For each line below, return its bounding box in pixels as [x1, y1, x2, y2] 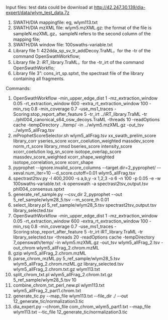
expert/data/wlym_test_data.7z [6, 10, 70, 16]
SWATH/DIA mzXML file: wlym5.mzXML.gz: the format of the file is [13, 25, 152, 31]
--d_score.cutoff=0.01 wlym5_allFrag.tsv [51, 170, 136, 176]
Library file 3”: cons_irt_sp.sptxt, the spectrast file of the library [13, 70, 144, 76]
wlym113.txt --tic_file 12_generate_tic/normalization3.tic [13, 309, 128, 315]
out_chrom [13, 245, 36, 251]
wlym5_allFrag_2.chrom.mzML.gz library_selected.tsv [13, 261, 124, 267]
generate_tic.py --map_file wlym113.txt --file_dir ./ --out [13, 293, 128, 299]
